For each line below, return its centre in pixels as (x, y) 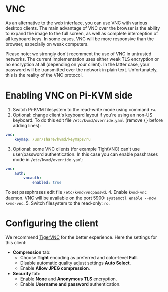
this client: (16, 243)
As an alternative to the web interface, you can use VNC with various (76, 23)
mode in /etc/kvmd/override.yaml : (48, 159)
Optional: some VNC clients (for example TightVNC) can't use (76, 149)
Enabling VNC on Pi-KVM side (69, 95)
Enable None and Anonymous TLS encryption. (68, 279)
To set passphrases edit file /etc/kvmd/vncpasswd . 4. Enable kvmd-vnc (76, 192)
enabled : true (47, 183)
